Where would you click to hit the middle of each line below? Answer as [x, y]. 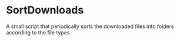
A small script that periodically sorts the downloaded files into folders [90, 26]
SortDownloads [45, 10]
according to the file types [38, 32]
